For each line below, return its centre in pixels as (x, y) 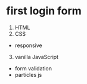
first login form (44, 11)
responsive (29, 45)
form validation (33, 68)
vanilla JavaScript (36, 57)
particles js (28, 74)
